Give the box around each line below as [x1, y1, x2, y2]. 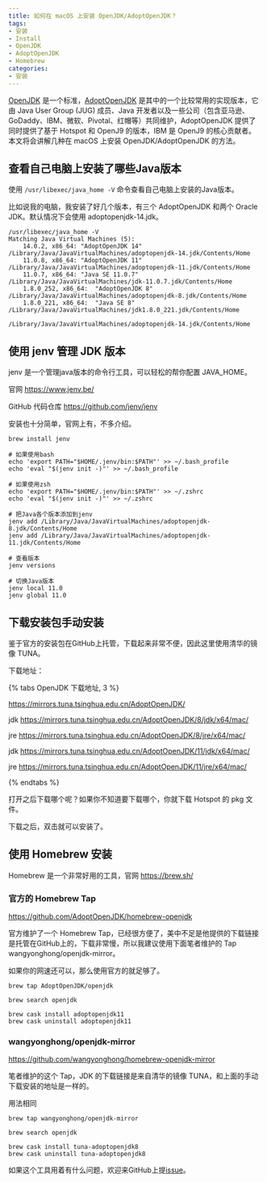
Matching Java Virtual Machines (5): [8, 236, 136, 244]
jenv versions [8, 562, 56, 570]
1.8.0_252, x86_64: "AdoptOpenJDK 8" [23, 285, 153, 293]
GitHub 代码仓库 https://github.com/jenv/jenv [8, 402, 158, 411]
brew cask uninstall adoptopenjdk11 [8, 1018, 131, 1026]
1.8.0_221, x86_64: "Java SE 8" [23, 299, 136, 308]
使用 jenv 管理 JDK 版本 [8, 344, 126, 358]
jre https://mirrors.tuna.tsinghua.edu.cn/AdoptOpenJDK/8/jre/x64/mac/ [8, 730, 246, 741]
